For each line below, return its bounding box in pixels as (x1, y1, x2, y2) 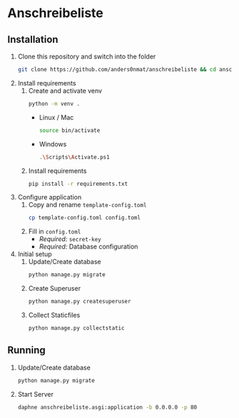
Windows (39, 140, 67, 148)
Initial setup (17, 250, 52, 258)
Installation (7, 33, 59, 46)
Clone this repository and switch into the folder (17, 52, 156, 61)
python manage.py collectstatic (28, 325, 125, 332)
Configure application (17, 193, 82, 202)
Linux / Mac (39, 113, 74, 122)
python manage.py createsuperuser (28, 298, 131, 305)
